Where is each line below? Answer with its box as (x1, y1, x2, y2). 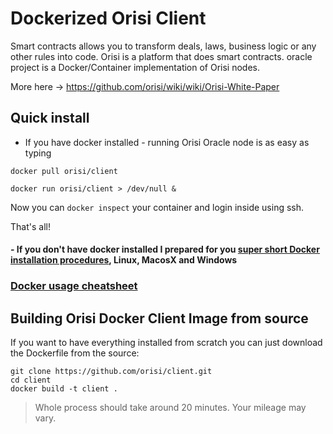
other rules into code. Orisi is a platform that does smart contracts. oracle (10, 50, 313, 62)
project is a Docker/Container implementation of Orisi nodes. (10, 61, 261, 73)
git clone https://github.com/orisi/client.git (10, 367, 213, 377)
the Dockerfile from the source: (10, 347, 140, 359)
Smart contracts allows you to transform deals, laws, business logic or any (10, 40, 317, 52)
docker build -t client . (10, 384, 118, 394)
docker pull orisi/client (10, 166, 118, 176)
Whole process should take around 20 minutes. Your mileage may (34, 402, 307, 414)
